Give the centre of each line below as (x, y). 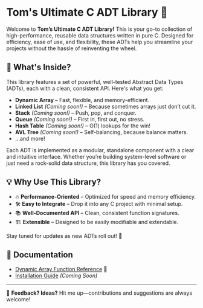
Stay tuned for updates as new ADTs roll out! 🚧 (64, 236)
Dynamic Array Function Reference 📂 (61, 269)
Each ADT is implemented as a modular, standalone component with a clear (100, 150)
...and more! (30, 138)
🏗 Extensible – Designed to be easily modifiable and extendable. (97, 222)
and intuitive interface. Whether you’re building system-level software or (96, 156)
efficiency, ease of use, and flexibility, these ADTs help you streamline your (100, 42)
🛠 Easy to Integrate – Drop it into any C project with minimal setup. (99, 204)
